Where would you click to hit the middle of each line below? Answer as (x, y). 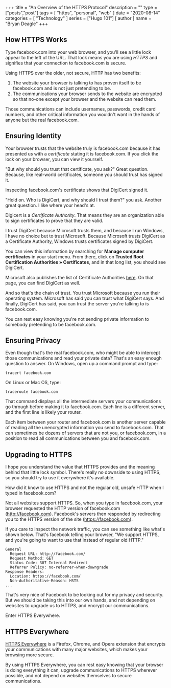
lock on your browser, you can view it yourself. (54, 159)
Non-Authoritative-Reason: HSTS (44, 581)
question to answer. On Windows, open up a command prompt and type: (82, 364)
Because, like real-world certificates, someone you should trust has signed (84, 174)
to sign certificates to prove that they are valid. (54, 220)
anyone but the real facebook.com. (42, 120)
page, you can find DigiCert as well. (43, 283)
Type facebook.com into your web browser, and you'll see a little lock (78, 52)
